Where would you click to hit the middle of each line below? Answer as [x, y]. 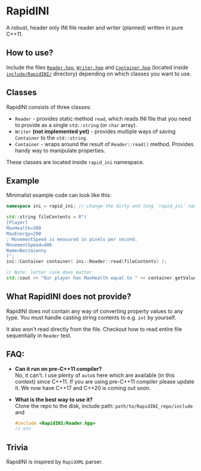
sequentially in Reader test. [39, 335]
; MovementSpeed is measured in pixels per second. [72, 239]
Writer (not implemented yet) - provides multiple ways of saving [95, 131]
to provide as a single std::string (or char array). [76, 125]
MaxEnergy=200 [24, 234]
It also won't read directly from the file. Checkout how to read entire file [94, 329]
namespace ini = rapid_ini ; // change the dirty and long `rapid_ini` [96, 206]
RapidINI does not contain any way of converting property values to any [95, 311]
